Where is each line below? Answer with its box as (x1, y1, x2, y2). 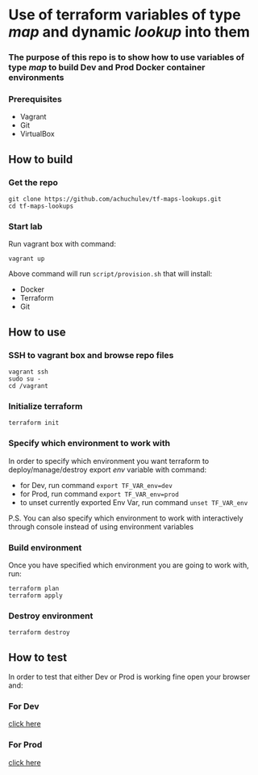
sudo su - (8, 375, 42, 383)
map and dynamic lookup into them (8, 23, 250, 41)
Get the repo (8, 176, 59, 187)
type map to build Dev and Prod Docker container (8, 62, 206, 74)
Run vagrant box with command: (8, 239, 117, 249)
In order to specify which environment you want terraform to (8, 456, 210, 465)
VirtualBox (19, 129, 55, 139)
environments (8, 72, 64, 83)
